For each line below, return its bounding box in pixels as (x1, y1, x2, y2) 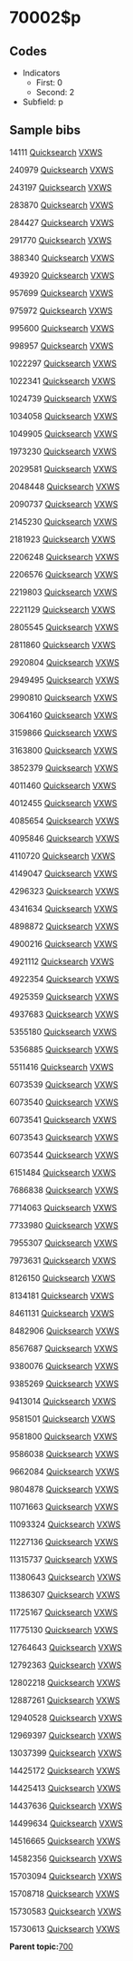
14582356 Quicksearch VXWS (9, 1853, 122, 1864)
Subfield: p (22, 96, 63, 107)
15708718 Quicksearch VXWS (9, 1887, 120, 1899)
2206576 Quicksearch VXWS (9, 568, 119, 579)
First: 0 (35, 77, 63, 88)
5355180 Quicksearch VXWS (9, 1026, 118, 1037)
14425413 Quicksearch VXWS (9, 1782, 121, 1793)
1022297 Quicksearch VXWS (9, 358, 118, 369)
